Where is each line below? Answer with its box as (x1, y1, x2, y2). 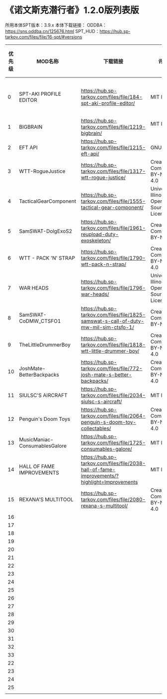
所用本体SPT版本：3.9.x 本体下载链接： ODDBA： (5, 22, 107, 28)
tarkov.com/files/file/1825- (81, 311, 146, 318)
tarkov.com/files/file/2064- (81, 412, 146, 419)
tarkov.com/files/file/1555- (81, 198, 146, 205)
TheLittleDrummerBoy (19, 341, 71, 348)
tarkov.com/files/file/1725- (81, 439, 146, 446)
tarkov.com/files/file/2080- (81, 496, 146, 503)
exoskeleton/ (81, 237, 111, 244)
